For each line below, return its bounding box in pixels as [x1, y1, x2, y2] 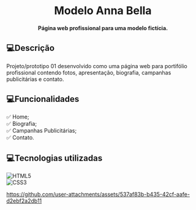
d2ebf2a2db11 [6, 197, 42, 204]
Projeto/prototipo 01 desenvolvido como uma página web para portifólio [6, 62, 188, 69]
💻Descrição [6, 43, 55, 53]
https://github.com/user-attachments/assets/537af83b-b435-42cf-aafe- [6, 191, 190, 198]
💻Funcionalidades [6, 93, 80, 104]
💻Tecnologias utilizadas [6, 153, 103, 163]
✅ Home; [6, 113, 29, 120]
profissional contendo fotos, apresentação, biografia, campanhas [6, 69, 171, 76]
